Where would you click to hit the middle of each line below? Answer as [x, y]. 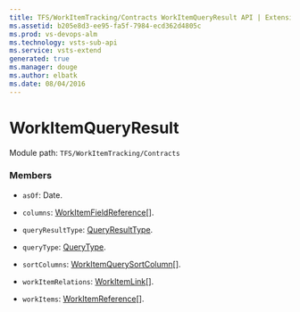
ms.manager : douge [43, 68]
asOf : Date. [42, 195]
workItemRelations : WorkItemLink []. [88, 281]
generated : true [39, 59]
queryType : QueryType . [64, 247]
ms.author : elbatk [43, 76]
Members [30, 176]
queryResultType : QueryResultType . [87, 229]
